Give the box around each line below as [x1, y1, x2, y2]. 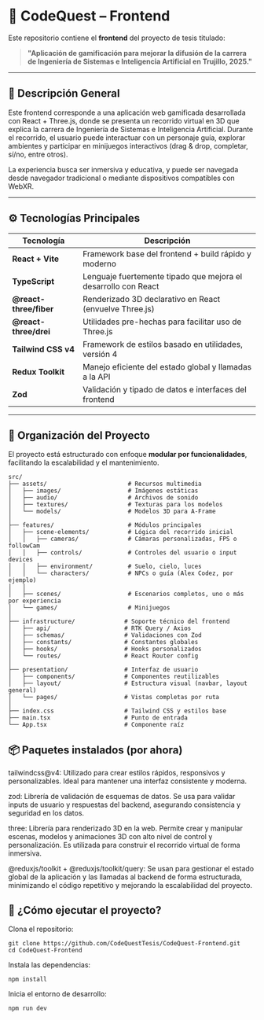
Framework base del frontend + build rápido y [82, 248, 251, 259]
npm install [8, 975, 47, 983]
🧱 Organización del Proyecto [8, 429, 151, 442]
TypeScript [12, 275, 55, 286]
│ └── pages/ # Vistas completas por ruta [8, 694, 220, 701]
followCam [8, 542, 41, 550]
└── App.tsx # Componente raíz [8, 721, 185, 729]
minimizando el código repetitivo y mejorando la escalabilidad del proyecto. [8, 881, 253, 890]
